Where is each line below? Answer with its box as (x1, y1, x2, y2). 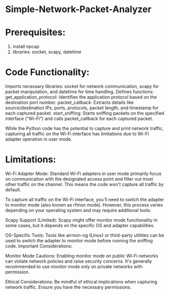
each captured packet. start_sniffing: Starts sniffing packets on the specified (5, 110, 164, 116)
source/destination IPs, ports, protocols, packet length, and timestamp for (5, 105, 159, 111)
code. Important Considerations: (5, 243, 73, 249)
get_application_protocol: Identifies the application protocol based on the (5, 94, 157, 100)
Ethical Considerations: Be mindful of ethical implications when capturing (5, 279, 157, 284)
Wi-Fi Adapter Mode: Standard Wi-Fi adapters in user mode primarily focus (5, 171, 161, 177)
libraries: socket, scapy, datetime (12, 49, 82, 55)
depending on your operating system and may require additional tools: (5, 207, 151, 213)
